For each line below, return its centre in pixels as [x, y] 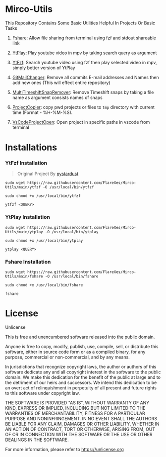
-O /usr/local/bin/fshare [72, 276]
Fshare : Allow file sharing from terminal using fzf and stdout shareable [84, 38]
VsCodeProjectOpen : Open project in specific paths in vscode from [81, 122]
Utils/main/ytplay [24, 232]
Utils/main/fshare [24, 276]
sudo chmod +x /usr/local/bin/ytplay [44, 240]
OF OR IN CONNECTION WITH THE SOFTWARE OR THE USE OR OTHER [79, 434]
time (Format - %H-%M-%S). [42, 112]
